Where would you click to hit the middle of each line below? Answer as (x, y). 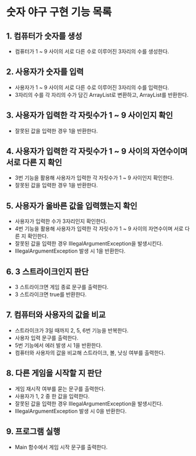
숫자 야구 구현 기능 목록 (59, 12)
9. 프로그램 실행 (33, 432)
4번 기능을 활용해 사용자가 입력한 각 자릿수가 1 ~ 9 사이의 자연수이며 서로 (99, 229)
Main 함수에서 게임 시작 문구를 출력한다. (61, 447)
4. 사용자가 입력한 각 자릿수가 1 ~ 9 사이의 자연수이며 (97, 151)
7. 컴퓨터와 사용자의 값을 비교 (56, 315)
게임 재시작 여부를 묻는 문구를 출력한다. (60, 389)
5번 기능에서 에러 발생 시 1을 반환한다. (59, 345)
